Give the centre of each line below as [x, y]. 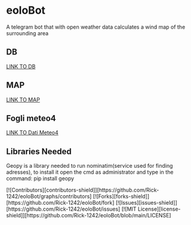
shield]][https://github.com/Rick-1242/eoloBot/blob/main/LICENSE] [89, 215]
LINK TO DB [21, 66]
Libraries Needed [39, 151]
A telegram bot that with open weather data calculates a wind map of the [96, 27]
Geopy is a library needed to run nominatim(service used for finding [90, 166]
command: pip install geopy [40, 178]
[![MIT [129, 209]
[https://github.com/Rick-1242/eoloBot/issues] [63, 209]
